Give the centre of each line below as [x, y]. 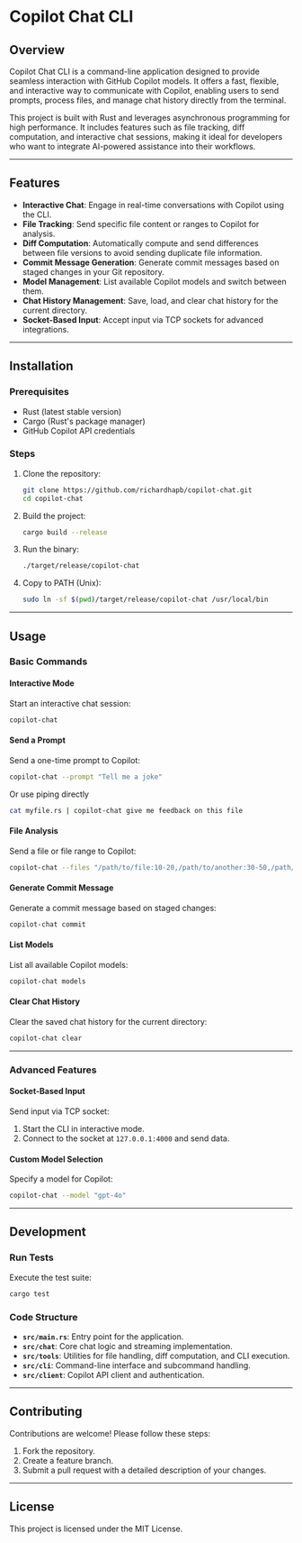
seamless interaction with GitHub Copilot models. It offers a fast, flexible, [144, 81]
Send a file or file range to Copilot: [73, 851]
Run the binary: [50, 549]
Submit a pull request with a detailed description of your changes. [144, 1470]
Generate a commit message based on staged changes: [113, 908]
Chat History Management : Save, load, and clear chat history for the [150, 300]
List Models [31, 945]
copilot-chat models [48, 981]
